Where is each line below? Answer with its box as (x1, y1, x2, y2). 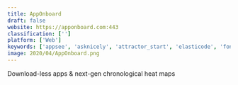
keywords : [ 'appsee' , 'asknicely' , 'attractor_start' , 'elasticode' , (7, 43, 217, 50)
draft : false (7, 17, 46, 24)
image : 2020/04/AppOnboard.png (7, 50, 100, 57)
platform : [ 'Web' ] (7, 37, 62, 44)
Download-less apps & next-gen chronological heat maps (7, 69, 176, 78)
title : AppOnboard (7, 10, 62, 18)
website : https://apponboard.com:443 (7, 23, 119, 30)
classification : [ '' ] (7, 30, 72, 38)
